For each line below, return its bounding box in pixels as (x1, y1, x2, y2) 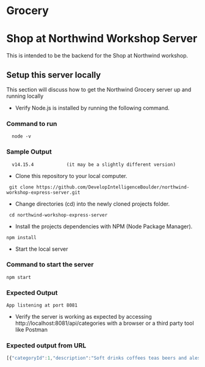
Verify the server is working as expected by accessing (15, 313, 153, 321)
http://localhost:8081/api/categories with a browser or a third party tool (15, 319, 194, 327)
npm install (6, 234, 37, 240)
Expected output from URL (6, 341, 87, 350)
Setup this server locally (6, 70, 101, 80)
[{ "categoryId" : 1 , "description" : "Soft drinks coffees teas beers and (6, 355, 187, 361)
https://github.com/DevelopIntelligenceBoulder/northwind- (36, 184, 190, 190)
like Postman (15, 326, 48, 333)
